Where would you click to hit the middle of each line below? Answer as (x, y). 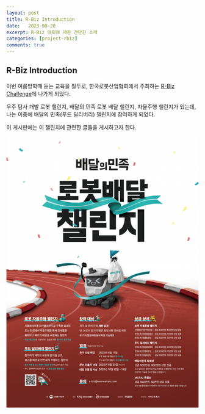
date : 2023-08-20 (31, 26)
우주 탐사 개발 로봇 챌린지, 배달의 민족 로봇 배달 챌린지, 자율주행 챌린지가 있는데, (101, 106)
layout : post (23, 13)
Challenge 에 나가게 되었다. (39, 93)
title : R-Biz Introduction (41, 19)
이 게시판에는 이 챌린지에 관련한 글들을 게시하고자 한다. (71, 127)
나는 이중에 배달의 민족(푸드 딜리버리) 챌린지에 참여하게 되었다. (81, 114)
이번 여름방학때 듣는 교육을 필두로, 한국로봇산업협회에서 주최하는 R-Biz (91, 86)
